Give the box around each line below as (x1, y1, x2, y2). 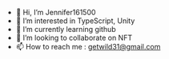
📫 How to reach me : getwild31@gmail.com (15, 42, 161, 51)
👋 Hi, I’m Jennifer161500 (15, 8, 96, 17)
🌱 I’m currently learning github (15, 25, 116, 33)
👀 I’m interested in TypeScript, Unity (15, 16, 135, 26)
